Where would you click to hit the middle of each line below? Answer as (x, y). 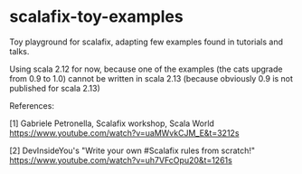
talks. (19, 51)
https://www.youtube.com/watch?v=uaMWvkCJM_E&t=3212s (124, 132)
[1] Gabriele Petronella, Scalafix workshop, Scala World (112, 123)
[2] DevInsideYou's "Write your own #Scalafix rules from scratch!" (132, 150)
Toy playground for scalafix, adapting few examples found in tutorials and (146, 42)
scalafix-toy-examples (96, 17)
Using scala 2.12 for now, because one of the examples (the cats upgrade (146, 69)
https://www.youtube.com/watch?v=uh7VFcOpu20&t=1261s (121, 159)
